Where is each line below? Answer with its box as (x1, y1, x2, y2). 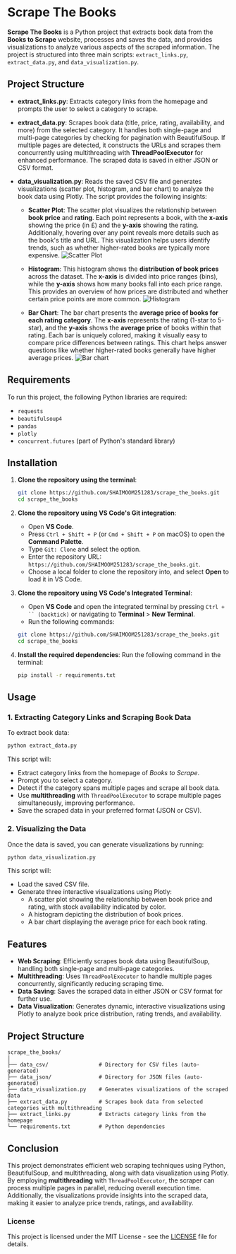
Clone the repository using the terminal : (17, 475, 137, 484)
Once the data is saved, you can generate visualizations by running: (7, 840, 204, 849)
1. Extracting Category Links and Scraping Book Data (7, 712, 192, 722)
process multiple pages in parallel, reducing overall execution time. (7, 1183, 201, 1192)
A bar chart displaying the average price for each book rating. (27, 917, 208, 927)
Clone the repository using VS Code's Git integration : (17, 509, 177, 517)
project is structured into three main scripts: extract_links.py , (7, 50, 189, 59)
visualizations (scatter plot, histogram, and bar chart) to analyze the (17, 185, 214, 193)
